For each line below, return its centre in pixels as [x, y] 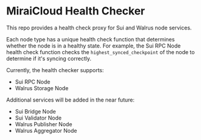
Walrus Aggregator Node [46, 130]
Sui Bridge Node [35, 111]
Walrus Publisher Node [43, 124]
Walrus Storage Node [42, 88]
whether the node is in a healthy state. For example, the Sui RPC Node [94, 46]
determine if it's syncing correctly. [49, 58]
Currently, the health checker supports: [55, 70]
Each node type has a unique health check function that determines [91, 39]
